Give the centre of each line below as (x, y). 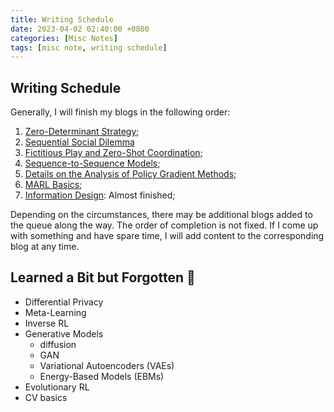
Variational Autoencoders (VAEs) (107, 365)
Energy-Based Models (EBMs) (102, 376)
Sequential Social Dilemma (79, 142)
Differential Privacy (64, 302)
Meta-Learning (55, 312)
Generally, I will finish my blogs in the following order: (120, 112)
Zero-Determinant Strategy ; (82, 132)
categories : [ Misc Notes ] (64, 38)
